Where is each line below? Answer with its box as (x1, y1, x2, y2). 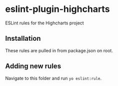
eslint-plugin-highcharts (5, 3, 110, 15)
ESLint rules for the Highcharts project (5, 20, 84, 26)
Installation (5, 34, 41, 43)
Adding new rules (5, 62, 61, 71)
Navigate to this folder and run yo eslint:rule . (5, 75, 101, 81)
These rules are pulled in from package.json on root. (5, 47, 113, 53)
